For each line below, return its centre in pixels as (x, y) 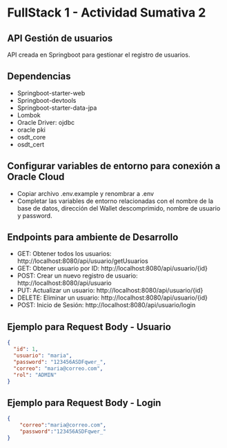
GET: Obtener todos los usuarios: (64, 254)
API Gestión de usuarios (60, 38)
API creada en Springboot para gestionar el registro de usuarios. (99, 55)
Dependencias (39, 76)
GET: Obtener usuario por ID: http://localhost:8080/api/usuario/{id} (112, 269)
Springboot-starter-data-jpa (57, 108)
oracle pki (31, 130)
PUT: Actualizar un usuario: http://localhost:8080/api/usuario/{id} (110, 291)
